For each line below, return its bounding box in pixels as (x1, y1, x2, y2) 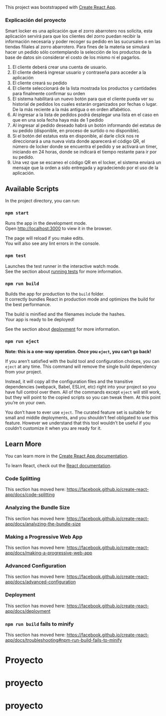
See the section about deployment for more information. (5, 326, 120, 332)
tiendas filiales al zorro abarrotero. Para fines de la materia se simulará (5, 44, 150, 50)
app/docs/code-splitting (5, 492, 55, 498)
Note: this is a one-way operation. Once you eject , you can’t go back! (5, 349, 152, 355)
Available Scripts (5, 184, 59, 193)
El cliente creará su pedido (12, 80, 67, 86)
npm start (5, 210, 29, 216)
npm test (5, 253, 26, 259)
